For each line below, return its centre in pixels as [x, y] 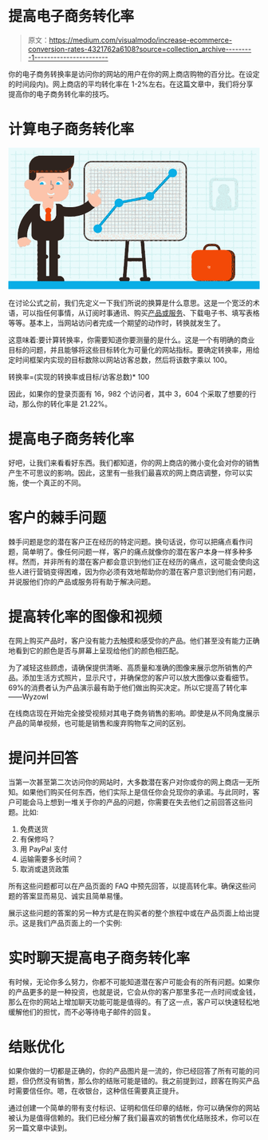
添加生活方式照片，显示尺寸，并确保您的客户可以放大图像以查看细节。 [137, 678]
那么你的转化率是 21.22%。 [67, 404]
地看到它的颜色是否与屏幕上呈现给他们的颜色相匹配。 [96, 651]
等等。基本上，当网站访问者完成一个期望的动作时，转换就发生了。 [116, 323]
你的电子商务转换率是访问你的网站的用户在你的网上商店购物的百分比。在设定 [134, 74]
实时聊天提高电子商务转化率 [99, 958]
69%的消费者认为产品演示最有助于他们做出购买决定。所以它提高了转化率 [128, 688]
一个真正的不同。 [57, 483]
